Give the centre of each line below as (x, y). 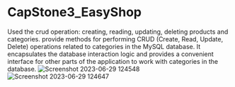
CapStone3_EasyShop (74, 12)
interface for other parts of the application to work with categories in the (113, 61)
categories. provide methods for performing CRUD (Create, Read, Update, (115, 39)
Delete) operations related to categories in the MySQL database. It (104, 46)
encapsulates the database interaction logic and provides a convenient (110, 54)
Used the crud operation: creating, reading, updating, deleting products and (118, 32)
